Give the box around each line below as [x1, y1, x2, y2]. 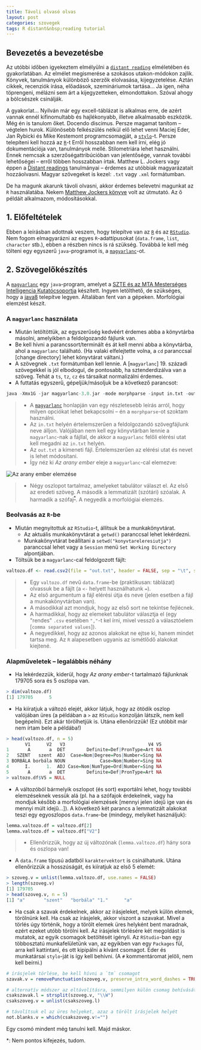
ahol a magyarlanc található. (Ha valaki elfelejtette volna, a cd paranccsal [14, 347, 192, 354]
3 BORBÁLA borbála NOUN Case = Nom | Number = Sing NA [6, 758, 162, 764]
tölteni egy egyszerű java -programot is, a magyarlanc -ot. [6, 247, 145, 255]
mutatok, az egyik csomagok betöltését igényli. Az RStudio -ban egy [14, 933, 182, 940]
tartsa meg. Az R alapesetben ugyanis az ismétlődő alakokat [29, 636, 178, 643]
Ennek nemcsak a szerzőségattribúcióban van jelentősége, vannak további [6, 152, 191, 159]
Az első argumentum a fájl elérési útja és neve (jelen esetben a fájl [29, 591, 193, 598]
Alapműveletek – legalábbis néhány [6, 657, 112, 665]
